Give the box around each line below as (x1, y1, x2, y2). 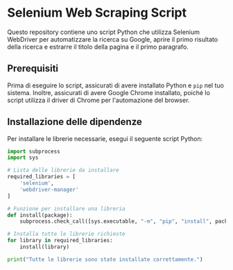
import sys (7, 154, 39, 161)
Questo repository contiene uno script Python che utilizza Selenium (7, 28, 200, 36)
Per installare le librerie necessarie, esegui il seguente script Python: (7, 134, 203, 143)
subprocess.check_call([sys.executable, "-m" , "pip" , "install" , (19, 218, 213, 225)
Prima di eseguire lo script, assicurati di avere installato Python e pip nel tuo (7, 81, 224, 90)
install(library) (19, 244, 70, 251)
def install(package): (7, 212, 73, 219)
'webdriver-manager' (19, 186, 79, 193)
